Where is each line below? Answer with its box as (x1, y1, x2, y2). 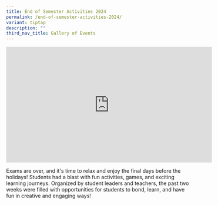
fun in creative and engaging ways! (6, 192, 91, 200)
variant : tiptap (6, 19, 46, 25)
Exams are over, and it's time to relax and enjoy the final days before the (6, 167, 181, 174)
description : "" (6, 25, 46, 31)
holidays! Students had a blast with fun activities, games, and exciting (6, 174, 175, 181)
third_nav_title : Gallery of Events (6, 31, 96, 36)
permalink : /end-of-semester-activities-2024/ (6, 14, 122, 20)
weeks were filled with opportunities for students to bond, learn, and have (6, 186, 185, 193)
